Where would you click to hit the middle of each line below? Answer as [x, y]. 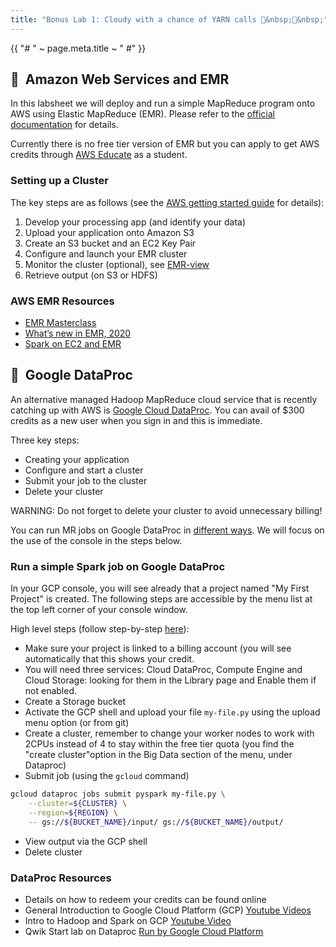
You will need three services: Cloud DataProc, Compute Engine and [163, 670]
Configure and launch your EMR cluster [106, 253]
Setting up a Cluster [59, 181]
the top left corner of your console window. [99, 610]
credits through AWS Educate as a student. [99, 155]
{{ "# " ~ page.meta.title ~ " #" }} [78, 48]
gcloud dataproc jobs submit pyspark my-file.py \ [118, 794]
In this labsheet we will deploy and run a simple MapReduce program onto [163, 103]
